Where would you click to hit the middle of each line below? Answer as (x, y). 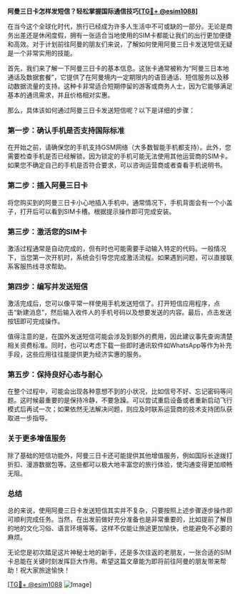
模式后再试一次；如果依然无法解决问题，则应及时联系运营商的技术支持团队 (117, 409)
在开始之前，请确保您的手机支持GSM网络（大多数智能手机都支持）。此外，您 (120, 147)
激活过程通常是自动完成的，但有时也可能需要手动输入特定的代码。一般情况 (117, 248)
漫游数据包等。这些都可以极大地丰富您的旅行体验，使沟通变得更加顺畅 (129, 464)
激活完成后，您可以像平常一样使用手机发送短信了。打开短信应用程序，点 (114, 303)
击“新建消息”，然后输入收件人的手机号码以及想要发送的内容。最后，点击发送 (120, 313)
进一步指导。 (32, 418)
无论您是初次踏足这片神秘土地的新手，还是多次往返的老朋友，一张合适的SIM (120, 552)
